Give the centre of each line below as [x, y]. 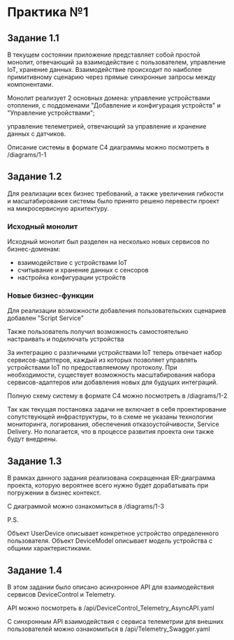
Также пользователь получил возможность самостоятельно [98, 332]
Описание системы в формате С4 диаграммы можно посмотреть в [108, 147]
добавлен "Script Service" [46, 318]
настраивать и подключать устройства [66, 339]
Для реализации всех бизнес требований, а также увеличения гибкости [116, 194]
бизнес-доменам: [34, 249]
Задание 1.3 [35, 461]
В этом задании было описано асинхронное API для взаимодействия [111, 587]
